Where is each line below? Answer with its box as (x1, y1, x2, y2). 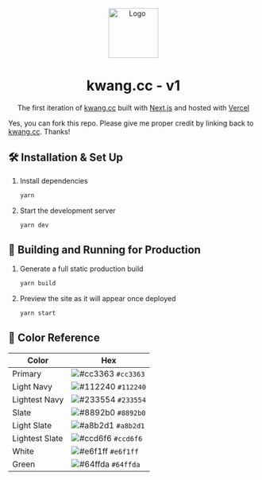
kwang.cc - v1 (86, 77, 181, 95)
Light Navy (12, 381, 53, 392)
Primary (12, 368, 42, 379)
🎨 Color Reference (8, 331, 101, 345)
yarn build (19, 280, 56, 288)
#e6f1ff (110, 447, 139, 456)
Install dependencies (19, 176, 89, 185)
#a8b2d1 (116, 421, 145, 430)
